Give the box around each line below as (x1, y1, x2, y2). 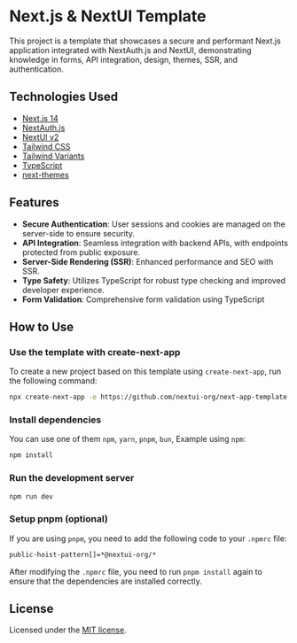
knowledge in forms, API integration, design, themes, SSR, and (9, 54, 238, 65)
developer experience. (21, 284, 105, 295)
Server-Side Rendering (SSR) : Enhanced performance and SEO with (21, 256, 274, 267)
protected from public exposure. (21, 246, 140, 258)
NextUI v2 (21, 131, 59, 143)
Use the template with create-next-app (9, 345, 181, 358)
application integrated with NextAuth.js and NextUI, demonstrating (9, 44, 252, 55)
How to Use (9, 319, 74, 334)
